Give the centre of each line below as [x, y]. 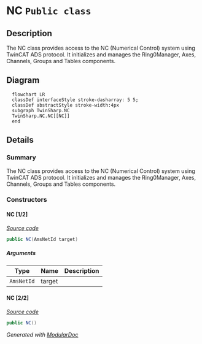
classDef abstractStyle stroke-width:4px [66, 105]
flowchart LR [29, 94]
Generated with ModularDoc [42, 334]
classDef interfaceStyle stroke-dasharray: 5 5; [75, 100]
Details [20, 140]
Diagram [23, 80]
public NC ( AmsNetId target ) [42, 239]
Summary [21, 158]
